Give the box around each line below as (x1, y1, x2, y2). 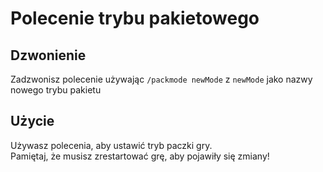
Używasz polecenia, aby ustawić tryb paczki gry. (10, 139, 213, 151)
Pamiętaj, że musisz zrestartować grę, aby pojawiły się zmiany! (10, 150, 270, 162)
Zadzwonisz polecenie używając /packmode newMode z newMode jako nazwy (10, 73, 313, 85)
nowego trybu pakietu (10, 84, 102, 96)
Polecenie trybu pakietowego (10, 7, 260, 30)
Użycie (10, 113, 55, 130)
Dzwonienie (10, 47, 87, 64)
